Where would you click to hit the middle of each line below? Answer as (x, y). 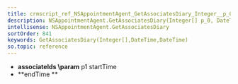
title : (17, 14)
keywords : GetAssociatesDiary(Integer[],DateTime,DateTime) (98, 40)
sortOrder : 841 (30, 34)
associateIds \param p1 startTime (67, 67)
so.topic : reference (38, 47)
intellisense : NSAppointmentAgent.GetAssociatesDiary (89, 27)
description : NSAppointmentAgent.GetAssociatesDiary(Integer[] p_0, (110, 20)
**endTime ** (38, 74)
